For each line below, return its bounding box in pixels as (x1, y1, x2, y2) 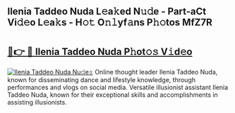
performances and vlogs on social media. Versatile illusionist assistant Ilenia (7, 84, 229, 91)
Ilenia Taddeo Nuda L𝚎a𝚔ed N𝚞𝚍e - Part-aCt (7, 6, 207, 18)
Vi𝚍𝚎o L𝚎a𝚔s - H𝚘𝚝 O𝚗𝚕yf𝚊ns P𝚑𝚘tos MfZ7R (7, 17, 213, 29)
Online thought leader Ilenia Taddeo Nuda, (95, 68, 218, 76)
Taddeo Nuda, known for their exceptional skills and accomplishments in (7, 91, 219, 99)
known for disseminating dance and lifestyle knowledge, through (7, 76, 196, 84)
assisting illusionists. (7, 98, 67, 106)
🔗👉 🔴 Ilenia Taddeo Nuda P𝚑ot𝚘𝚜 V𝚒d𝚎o (7, 46, 193, 58)
